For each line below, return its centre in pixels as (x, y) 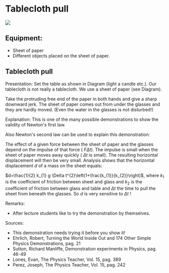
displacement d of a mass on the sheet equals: (54, 165)
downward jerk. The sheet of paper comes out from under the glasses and (83, 104)
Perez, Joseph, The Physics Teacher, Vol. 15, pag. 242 (69, 265)
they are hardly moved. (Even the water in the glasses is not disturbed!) (79, 109)
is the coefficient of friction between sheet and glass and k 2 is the (74, 183)
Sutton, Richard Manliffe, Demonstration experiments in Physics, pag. (85, 249)
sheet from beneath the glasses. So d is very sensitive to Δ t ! (68, 194)
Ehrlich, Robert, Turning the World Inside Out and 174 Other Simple (82, 238)
